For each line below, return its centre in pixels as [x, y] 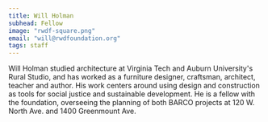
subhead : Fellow [36, 23]
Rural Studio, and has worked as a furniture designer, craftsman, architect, [132, 77]
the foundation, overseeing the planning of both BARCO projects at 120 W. [132, 103]
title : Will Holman [41, 16]
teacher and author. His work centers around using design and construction [134, 86]
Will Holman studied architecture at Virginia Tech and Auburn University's [131, 68]
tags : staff [28, 46]
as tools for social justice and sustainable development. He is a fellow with [132, 94]
